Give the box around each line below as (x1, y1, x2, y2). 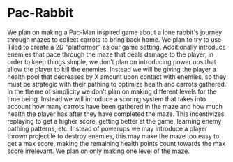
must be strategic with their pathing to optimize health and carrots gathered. (7, 80, 227, 88)
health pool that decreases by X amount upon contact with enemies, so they (7, 72, 227, 81)
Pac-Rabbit (7, 5, 74, 21)
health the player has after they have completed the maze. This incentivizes (7, 110, 225, 118)
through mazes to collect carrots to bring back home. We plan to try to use (7, 35, 222, 43)
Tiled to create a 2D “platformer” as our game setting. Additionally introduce (7, 43, 227, 51)
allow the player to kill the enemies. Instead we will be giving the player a (7, 65, 216, 73)
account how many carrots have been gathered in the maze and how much (7, 102, 223, 110)
